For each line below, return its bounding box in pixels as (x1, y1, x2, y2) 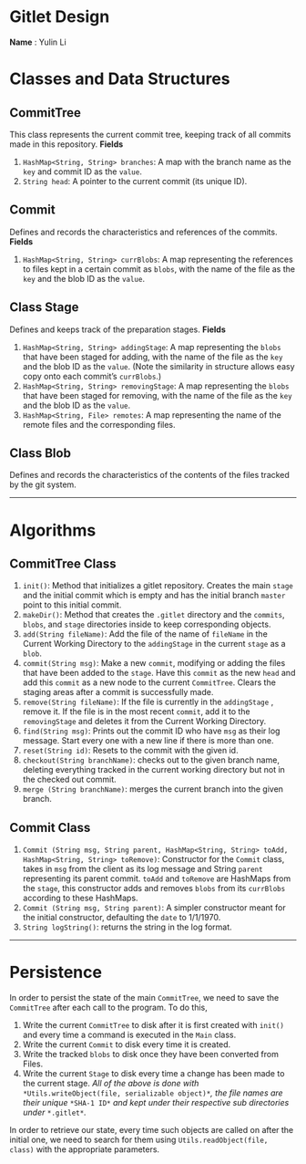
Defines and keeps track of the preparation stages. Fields (9, 324, 226, 335)
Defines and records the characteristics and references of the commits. (9, 226, 278, 237)
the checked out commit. (22, 774, 117, 785)
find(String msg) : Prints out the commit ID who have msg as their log (22, 725, 280, 736)
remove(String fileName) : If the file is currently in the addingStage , (22, 696, 274, 708)
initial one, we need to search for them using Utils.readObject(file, (9, 1134, 269, 1146)
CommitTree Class (9, 556, 117, 571)
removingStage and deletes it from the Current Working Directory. (22, 716, 267, 727)
